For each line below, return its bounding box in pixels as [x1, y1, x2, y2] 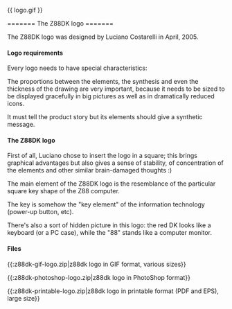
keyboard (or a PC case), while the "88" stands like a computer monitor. [7, 229, 213, 237]
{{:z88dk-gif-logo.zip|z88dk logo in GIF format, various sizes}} [7, 260, 186, 268]
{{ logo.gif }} [7, 6, 43, 14]
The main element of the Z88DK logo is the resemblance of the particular [7, 179, 216, 188]
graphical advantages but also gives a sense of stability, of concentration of [7, 159, 224, 167]
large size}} [7, 294, 40, 302]
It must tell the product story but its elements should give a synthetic [7, 113, 203, 121]
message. [7, 121, 35, 129]
